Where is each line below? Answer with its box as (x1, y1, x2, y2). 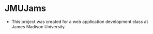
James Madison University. (11, 23, 66, 29)
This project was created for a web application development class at (11, 19, 148, 24)
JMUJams (4, 3, 46, 14)
